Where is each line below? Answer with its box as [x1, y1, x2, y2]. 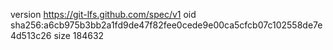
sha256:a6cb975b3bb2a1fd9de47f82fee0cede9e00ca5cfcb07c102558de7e [10, 19, 323, 31]
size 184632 [53, 30, 105, 41]
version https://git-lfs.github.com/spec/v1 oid [10, 9, 197, 20]
